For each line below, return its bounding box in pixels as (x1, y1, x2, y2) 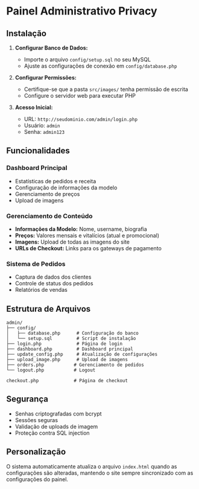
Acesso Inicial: (14, 104, 53, 111)
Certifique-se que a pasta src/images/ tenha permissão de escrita (24, 86, 189, 93)
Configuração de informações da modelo (14, 184, 118, 191)
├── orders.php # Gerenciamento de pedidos (6, 362, 145, 368)
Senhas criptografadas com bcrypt (14, 410, 102, 417)
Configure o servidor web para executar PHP (24, 92, 136, 99)
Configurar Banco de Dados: (14, 44, 89, 51)
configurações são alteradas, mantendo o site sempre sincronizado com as (6, 469, 194, 476)
